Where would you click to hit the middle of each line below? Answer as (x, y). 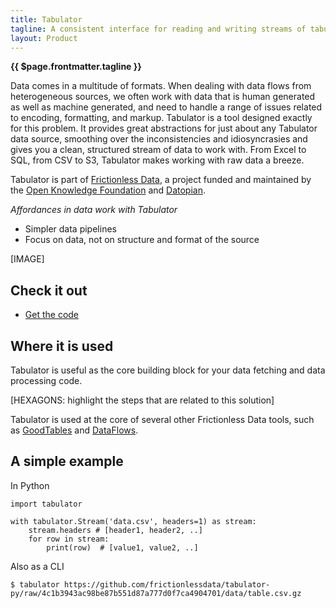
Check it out (49, 290)
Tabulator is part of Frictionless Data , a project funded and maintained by (161, 180)
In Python (30, 485)
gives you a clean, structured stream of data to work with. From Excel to (158, 150)
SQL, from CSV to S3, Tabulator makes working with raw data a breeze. (157, 160)
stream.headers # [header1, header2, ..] (115, 530)
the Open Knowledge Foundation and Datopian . (108, 190)
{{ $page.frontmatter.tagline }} (76, 67)
